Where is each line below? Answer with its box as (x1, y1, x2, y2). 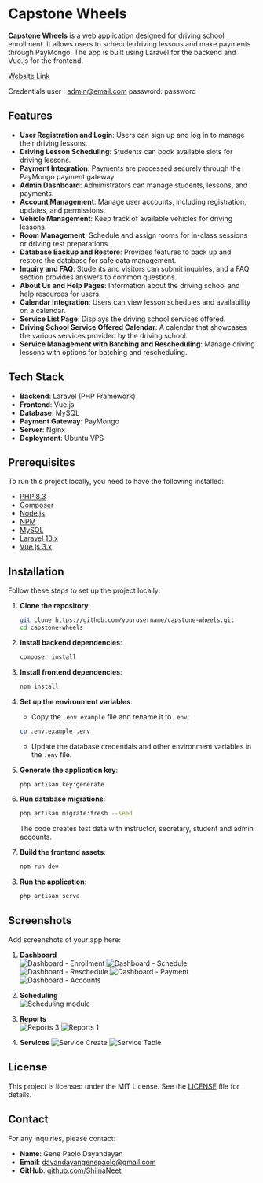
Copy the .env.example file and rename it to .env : (31, 712, 190, 721)
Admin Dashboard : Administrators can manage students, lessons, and (19, 180, 248, 190)
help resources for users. (19, 289, 101, 298)
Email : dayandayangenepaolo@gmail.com (19, 1157, 156, 1166)
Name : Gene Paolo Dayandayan (19, 1148, 123, 1158)
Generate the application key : (19, 765, 119, 774)
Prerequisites (8, 456, 75, 469)
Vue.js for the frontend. (8, 56, 84, 65)
